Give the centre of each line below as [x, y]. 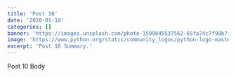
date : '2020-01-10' [36, 20]
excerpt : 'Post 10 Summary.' [50, 46]
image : [17, 40]
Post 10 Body [26, 66]
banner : [19, 33]
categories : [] [29, 27]
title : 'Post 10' [33, 14]
